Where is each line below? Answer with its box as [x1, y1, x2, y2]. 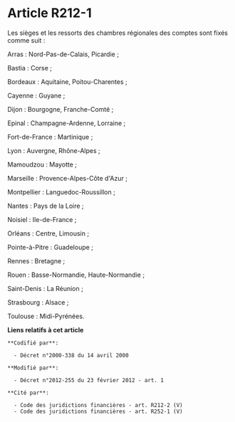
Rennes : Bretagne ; [7, 256, 66, 265]
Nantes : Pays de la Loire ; [7, 201, 84, 210]
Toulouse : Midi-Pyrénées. [7, 312, 85, 320]
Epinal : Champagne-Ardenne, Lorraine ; [7, 119, 126, 127]
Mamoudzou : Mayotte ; [7, 160, 77, 169]
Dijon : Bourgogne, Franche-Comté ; [7, 105, 114, 113]
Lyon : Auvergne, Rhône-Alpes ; [7, 146, 101, 154]
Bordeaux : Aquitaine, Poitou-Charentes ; [7, 77, 128, 86]
